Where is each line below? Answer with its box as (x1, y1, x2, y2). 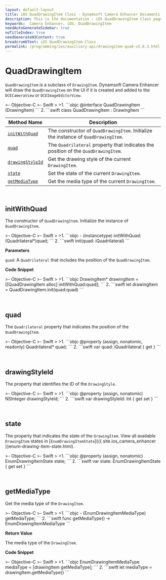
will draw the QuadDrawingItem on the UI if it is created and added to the (5, 87, 150, 93)
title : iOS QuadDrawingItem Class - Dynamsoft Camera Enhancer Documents (5, 12, 161, 17)
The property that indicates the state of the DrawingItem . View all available (5, 433, 156, 439)
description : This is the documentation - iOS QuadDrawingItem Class (5, 16, 152, 21)
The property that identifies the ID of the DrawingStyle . (5, 381, 117, 387)
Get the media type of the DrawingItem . (5, 500, 84, 506)
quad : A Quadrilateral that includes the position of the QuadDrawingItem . (5, 257, 151, 263)
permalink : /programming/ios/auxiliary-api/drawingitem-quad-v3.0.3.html (5, 44, 161, 49)
